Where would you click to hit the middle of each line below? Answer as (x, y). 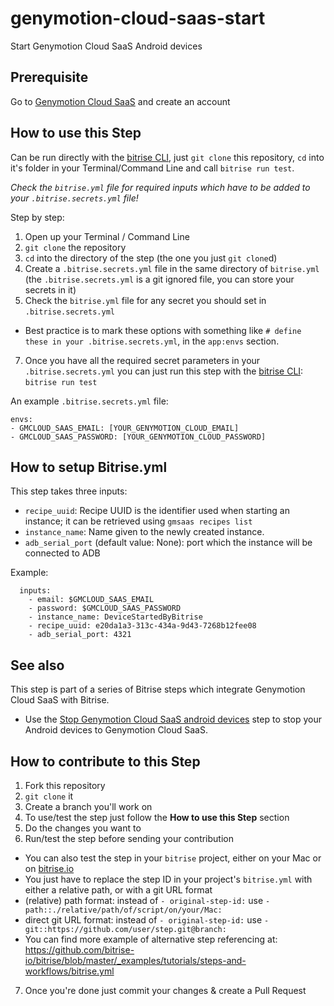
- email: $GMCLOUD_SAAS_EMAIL (91, 600)
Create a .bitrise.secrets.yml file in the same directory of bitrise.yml (172, 268)
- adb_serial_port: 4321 (80, 635)
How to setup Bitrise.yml (89, 467)
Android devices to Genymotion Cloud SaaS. (116, 730)
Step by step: (37, 217)
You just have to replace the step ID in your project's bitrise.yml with (168, 879)
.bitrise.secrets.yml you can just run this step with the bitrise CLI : (164, 371)
